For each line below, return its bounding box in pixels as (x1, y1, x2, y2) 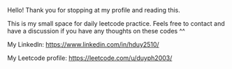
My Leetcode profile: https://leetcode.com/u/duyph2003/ (7, 54, 173, 62)
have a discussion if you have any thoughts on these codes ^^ (7, 27, 185, 35)
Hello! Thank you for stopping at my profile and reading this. (7, 6, 180, 14)
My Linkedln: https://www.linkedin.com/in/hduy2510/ (7, 40, 159, 48)
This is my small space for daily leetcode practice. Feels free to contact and (7, 20, 225, 27)
